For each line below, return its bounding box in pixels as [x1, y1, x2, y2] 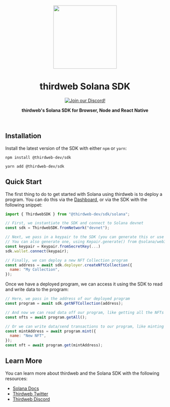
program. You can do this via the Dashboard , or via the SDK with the [5, 196, 148, 202]
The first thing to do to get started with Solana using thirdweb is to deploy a [5, 191, 163, 197]
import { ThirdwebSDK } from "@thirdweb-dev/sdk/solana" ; [5, 212, 130, 217]
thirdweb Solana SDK [39, 81, 131, 92]
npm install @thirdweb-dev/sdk [5, 155, 71, 160]
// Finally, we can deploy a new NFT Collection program [5, 258, 128, 263]
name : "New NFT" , [10, 333, 47, 339]
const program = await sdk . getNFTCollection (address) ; [5, 301, 123, 306]
